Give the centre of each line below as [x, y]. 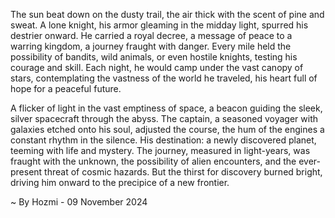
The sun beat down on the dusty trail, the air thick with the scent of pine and [167, 14]
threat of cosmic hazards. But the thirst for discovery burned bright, [183, 172]
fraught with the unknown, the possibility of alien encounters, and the [153, 161]
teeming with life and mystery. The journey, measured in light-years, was [160, 150]
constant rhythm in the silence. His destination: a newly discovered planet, [163, 140]
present [26, 172]
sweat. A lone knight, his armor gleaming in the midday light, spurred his [159, 25]
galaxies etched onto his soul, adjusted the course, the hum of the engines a [167, 129]
